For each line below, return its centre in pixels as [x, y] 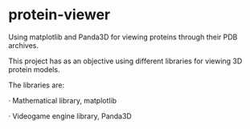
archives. [23, 45]
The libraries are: [37, 85]
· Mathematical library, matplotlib [63, 100]
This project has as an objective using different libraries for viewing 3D [125, 61]
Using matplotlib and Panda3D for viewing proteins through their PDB [123, 37]
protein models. [34, 69]
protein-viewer [59, 15]
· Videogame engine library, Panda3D [70, 116]
